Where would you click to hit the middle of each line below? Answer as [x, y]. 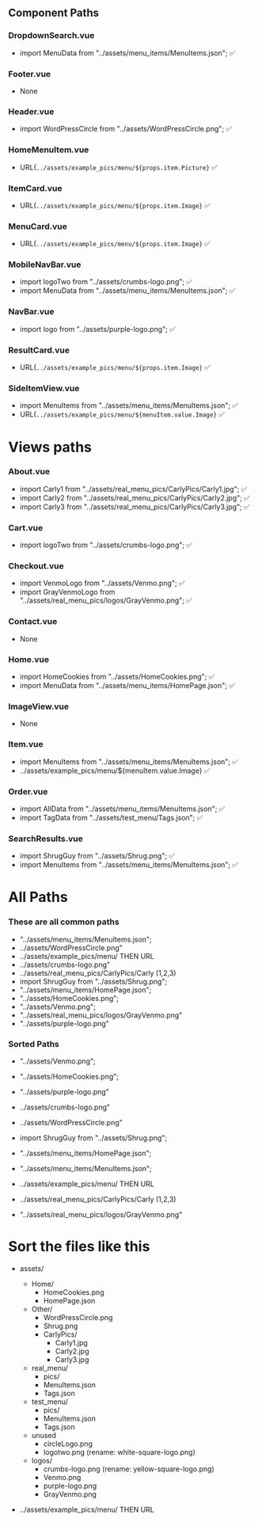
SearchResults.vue [46, 839]
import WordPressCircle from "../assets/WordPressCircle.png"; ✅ [125, 129]
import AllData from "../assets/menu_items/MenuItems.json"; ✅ [122, 809]
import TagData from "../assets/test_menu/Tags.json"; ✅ [111, 817]
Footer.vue [30, 74]
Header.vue [31, 112]
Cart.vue [26, 527]
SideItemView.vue [44, 388]
